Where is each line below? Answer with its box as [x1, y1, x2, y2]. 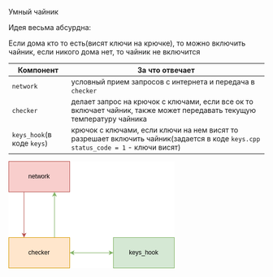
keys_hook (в [11, 129, 52, 139]
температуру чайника [71, 114, 148, 123]
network [11, 83, 38, 91]
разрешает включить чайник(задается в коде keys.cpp [71, 134, 261, 144]
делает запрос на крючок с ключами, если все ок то [71, 97, 253, 106]
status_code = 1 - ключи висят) [71, 142, 181, 153]
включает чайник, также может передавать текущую [71, 106, 256, 115]
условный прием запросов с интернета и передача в [71, 76, 255, 86]
